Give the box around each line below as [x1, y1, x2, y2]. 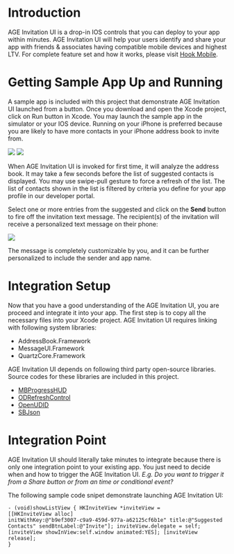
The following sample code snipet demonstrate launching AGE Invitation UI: [8, 491, 224, 499]
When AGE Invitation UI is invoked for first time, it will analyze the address [8, 162, 219, 170]
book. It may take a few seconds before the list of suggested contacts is [8, 169, 215, 178]
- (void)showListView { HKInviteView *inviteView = [8, 504, 160, 512]
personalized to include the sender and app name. [8, 254, 152, 262]
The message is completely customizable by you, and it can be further [8, 246, 210, 254]
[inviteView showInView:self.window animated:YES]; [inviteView [8, 528, 198, 536]
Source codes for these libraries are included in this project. [8, 372, 179, 380]
